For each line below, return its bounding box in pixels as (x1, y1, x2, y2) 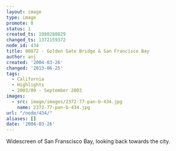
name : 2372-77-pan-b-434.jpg (17, 104, 90, 111)
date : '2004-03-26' (6, 121, 55, 127)
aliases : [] (6, 115, 36, 121)
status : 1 (6, 25, 31, 32)
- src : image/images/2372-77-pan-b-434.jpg (11, 98, 122, 104)
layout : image (6, 8, 42, 15)
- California (11, 76, 45, 82)
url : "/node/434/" (6, 110, 52, 116)
